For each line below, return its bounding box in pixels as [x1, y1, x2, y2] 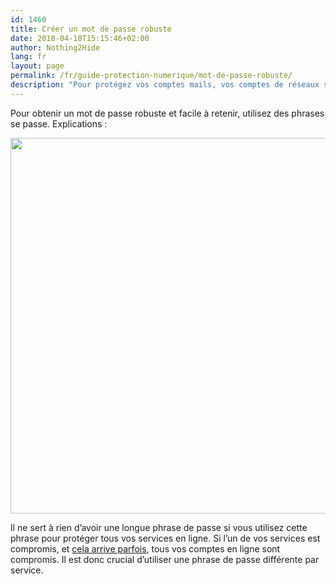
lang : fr [10, 52, 47, 62]
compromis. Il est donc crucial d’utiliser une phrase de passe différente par [10, 553, 320, 565]
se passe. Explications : [10, 117, 108, 130]
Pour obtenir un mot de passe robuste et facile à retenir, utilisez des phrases [10, 107, 325, 119]
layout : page [10, 61, 65, 71]
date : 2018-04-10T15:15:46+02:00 [10, 33, 150, 43]
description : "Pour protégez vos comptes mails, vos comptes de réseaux [10, 80, 320, 90]
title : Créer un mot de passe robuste [10, 24, 172, 34]
